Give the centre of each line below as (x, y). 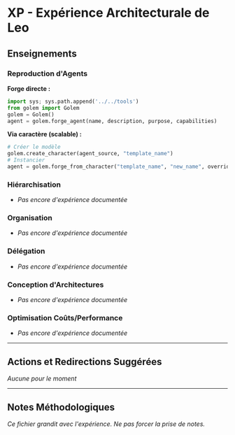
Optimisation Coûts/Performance (65, 318)
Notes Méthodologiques (61, 407)
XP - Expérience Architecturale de (108, 13)
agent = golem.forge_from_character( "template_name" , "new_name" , (106, 166)
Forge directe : (29, 88)
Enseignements (42, 54)
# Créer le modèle (34, 147)
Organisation (30, 218)
